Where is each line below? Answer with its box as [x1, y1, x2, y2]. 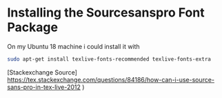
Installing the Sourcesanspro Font [7, 5, 205, 21]
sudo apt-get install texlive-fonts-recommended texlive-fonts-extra [7, 55, 212, 63]
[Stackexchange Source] [7, 68, 78, 77]
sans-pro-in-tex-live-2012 [7, 83, 81, 91]
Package [7, 19, 59, 35]
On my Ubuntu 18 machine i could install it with [7, 42, 140, 50]
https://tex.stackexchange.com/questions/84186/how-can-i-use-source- [7, 75, 215, 84]
